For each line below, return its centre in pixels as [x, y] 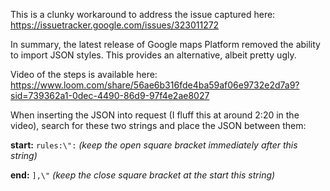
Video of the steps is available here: [84, 74]
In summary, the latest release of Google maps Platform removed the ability [165, 44]
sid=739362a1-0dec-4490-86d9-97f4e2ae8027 [110, 95]
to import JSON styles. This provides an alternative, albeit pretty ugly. [153, 55]
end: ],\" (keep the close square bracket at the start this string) [143, 175]
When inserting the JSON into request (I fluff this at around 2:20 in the [155, 115]
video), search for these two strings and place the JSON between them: [158, 125]
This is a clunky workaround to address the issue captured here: [143, 14]
